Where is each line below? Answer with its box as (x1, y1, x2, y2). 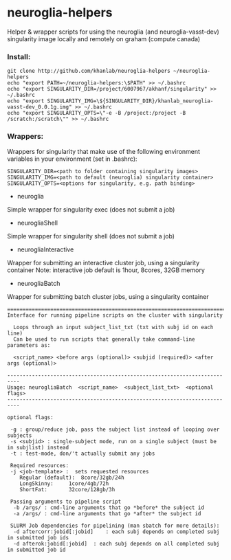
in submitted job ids (7, 534, 69, 541)
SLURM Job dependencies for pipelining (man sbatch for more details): (10, 522, 220, 529)
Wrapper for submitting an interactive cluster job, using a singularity (7, 258, 200, 267)
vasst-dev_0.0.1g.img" (7, 104, 72, 111)
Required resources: (10, 462, 69, 469)
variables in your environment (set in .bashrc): (7, 155, 137, 163)
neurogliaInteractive (16, 245, 74, 254)
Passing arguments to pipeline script (10, 498, 122, 505)
